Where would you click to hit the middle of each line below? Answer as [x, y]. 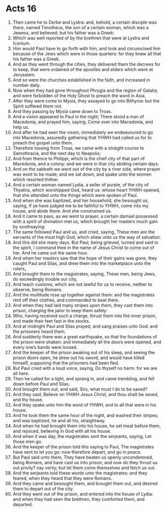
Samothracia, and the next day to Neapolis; [57, 153]
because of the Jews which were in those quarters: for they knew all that [87, 54]
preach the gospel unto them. [43, 143]
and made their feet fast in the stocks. [51, 321]
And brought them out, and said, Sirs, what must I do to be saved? [80, 389]
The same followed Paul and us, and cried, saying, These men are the [84, 232]
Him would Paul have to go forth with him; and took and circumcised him [86, 48]
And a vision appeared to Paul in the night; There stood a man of [79, 116]
